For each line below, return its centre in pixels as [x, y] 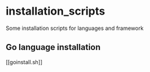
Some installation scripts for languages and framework [75, 28]
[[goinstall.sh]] [24, 62]
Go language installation [53, 47]
